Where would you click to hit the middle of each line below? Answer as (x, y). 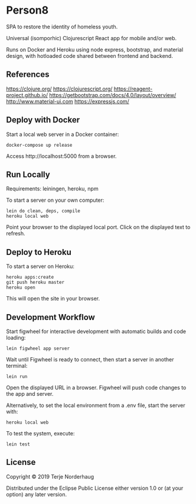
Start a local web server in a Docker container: (63, 134)
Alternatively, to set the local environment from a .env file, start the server (96, 405)
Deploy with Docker (43, 120)
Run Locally (28, 174)
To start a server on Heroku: (40, 266)
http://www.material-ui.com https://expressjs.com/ (68, 101)
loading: (16, 337)
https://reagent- (133, 89)
